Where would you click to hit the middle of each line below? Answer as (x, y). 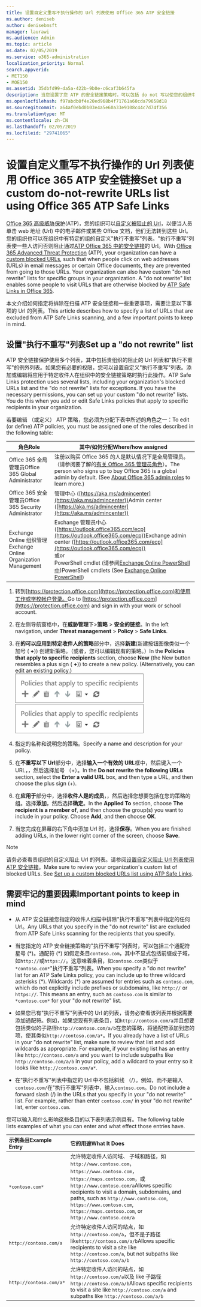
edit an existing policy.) (43, 670)
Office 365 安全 (28, 493)
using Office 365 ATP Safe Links (88, 206)
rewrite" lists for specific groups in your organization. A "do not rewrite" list (99, 278)
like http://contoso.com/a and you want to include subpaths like (94, 1055)
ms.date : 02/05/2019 (32, 51)
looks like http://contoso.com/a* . (56, 1068)
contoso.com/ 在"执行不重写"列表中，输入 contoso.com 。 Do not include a (102, 1087)
